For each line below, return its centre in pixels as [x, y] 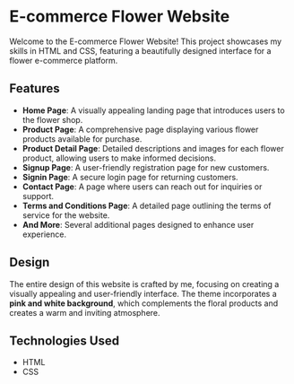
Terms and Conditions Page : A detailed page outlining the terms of [147, 205]
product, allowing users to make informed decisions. [119, 158]
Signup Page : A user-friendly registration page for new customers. [146, 167]
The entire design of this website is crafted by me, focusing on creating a [144, 284]
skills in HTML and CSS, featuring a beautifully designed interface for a [140, 50]
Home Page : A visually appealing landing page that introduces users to [153, 110]
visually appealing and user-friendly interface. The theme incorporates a [143, 293]
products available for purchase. [82, 139]
